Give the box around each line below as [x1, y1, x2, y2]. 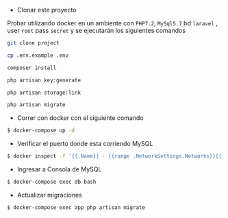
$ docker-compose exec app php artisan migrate [7, 204, 146, 211]
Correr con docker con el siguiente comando [16, 114, 144, 122]
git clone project [7, 40, 60, 47]
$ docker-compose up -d [7, 127, 75, 134]
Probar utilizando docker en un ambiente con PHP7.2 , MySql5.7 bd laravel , [7, 19, 218, 27]
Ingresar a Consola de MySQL [16, 165, 102, 173]
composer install [7, 64, 57, 71]
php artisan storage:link [7, 89, 81, 96]
